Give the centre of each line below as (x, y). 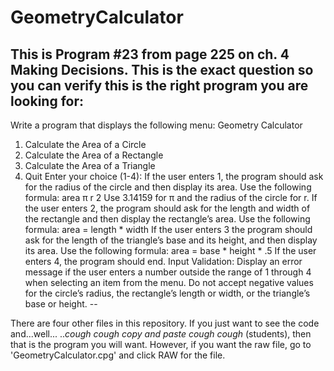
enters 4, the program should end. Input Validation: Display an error (163, 261)
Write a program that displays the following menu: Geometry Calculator (156, 125)
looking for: (47, 101)
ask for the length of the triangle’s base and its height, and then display (171, 240)
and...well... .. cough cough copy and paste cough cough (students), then (161, 334)
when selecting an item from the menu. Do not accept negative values (169, 282)
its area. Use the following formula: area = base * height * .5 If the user (170, 250)
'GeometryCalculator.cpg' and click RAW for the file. (118, 355)
